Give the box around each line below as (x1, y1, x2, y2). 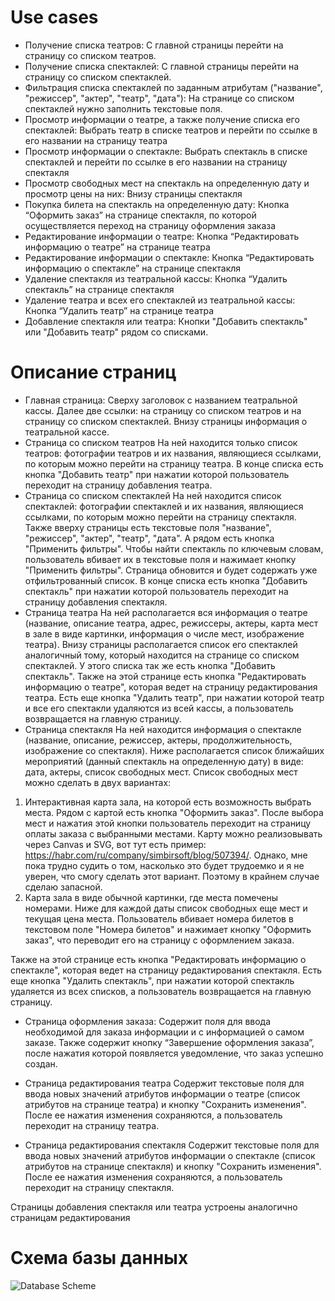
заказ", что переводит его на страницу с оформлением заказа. (24, 934, 295, 946)
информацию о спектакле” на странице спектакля (24, 262, 242, 274)
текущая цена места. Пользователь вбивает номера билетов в (24, 912, 294, 925)
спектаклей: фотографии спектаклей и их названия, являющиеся (24, 500, 304, 512)
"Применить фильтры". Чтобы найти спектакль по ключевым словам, (24, 542, 324, 555)
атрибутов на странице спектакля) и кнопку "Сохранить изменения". (24, 1160, 322, 1172)
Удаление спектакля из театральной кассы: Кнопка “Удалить (24, 272, 288, 285)
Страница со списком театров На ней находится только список (24, 436, 298, 448)
